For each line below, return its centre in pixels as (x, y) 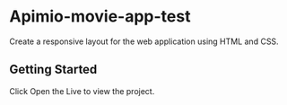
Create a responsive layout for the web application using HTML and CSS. (144, 41)
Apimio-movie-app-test (100, 17)
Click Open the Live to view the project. (82, 91)
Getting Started (53, 70)
